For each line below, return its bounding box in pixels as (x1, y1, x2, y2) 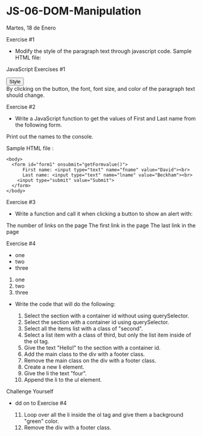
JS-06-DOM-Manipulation (6, 4, 142, 18)
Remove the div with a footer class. (24, 423, 112, 431)
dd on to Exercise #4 (14, 399, 67, 406)
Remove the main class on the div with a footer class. (24, 357, 157, 364)
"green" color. (24, 417, 59, 425)
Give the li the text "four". (24, 369, 87, 377)
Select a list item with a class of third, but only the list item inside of (24, 331, 192, 338)
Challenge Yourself (6, 387, 54, 395)
